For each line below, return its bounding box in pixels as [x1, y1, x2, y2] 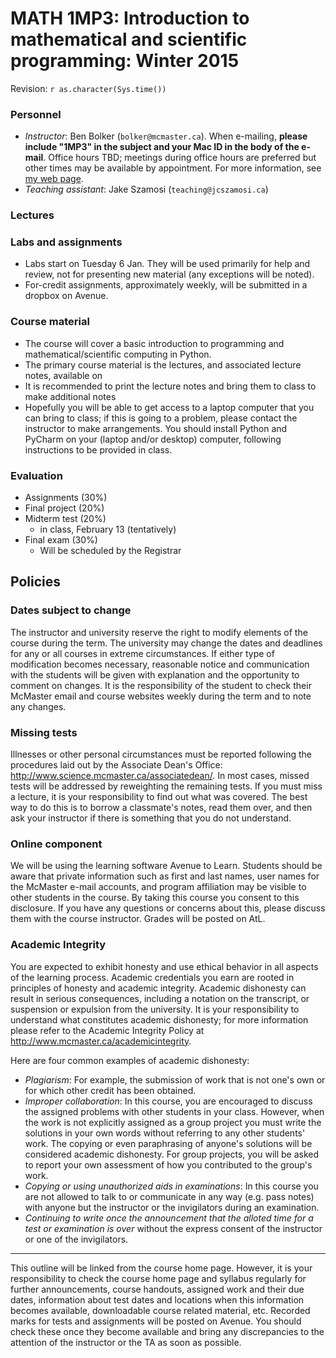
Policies [10, 573, 62, 591]
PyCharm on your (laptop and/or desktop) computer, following [24, 433, 282, 445]
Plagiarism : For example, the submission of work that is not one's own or [24, 1073, 326, 1086]
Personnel [10, 107, 62, 121]
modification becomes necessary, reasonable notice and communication [10, 658, 310, 670]
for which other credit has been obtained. [24, 1084, 197, 1096]
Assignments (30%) [24, 492, 108, 504]
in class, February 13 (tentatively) [39, 523, 177, 536]
